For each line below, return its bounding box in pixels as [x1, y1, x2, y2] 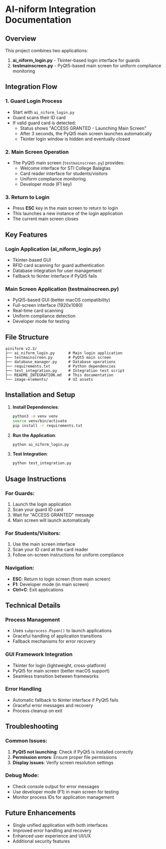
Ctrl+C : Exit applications [12, 586, 64, 592]
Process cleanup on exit [12, 708, 63, 714]
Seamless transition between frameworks [12, 673, 99, 679]
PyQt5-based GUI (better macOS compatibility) [12, 297, 111, 303]
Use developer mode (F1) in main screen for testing [12, 789, 119, 795]
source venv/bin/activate [12, 418, 67, 423]
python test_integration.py [12, 461, 71, 466]
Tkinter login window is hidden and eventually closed [20, 136, 130, 142]
